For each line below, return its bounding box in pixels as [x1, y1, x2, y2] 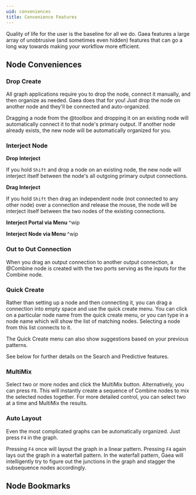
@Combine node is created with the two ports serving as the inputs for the [6, 265, 186, 272]
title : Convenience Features [6, 14, 77, 20]
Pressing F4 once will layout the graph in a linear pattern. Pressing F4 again [6, 445, 186, 452]
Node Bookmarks [6, 481, 71, 491]
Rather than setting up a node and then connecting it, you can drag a [6, 299, 172, 306]
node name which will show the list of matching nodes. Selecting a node [6, 318, 180, 325]
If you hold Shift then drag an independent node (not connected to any [6, 195, 178, 203]
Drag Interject [6, 184, 41, 191]
